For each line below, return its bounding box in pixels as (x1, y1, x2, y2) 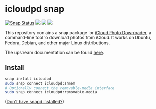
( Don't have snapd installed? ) (5, 99, 65, 105)
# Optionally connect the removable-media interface (5, 85, 115, 91)
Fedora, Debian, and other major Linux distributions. (5, 40, 110, 46)
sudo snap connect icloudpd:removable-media (5, 90, 97, 95)
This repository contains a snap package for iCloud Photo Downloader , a (5, 29, 152, 35)
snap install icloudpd (5, 76, 51, 81)
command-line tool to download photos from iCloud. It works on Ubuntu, (5, 35, 152, 40)
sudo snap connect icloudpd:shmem (5, 81, 76, 86)
